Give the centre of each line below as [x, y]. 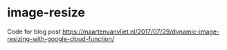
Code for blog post [34, 32]
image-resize [46, 13]
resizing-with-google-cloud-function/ [61, 38]
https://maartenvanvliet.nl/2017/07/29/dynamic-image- [141, 32]
